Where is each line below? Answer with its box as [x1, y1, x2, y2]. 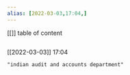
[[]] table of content [7, 29, 63, 37]
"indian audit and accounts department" [7, 61, 125, 68]
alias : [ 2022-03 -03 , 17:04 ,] [7, 10, 88, 17]
